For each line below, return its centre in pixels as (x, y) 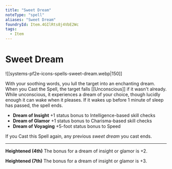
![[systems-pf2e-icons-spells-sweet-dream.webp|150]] (64, 73)
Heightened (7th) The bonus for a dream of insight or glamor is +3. (76, 161)
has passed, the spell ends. (34, 105)
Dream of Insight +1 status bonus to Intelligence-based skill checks (84, 115)
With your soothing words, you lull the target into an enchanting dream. (80, 83)
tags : (11, 29)
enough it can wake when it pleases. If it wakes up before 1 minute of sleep (84, 100)
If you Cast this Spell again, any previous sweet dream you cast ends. (79, 136)
